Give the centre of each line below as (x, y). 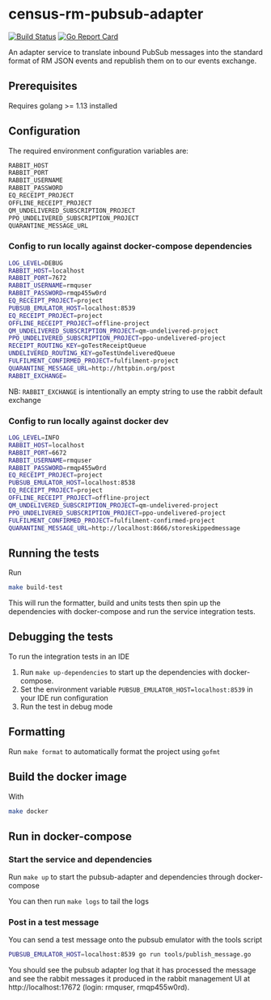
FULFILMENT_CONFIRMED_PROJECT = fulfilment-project (94, 361)
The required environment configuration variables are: (98, 150)
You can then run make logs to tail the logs (79, 901)
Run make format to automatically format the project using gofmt (114, 751)
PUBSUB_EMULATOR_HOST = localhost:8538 (72, 483)
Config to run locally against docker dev (89, 421)
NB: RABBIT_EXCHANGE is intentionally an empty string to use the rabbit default (135, 391)
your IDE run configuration (64, 697)
